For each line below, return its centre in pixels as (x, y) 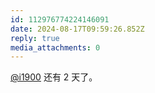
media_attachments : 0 (55, 47)
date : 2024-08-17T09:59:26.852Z (77, 29)
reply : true (35, 38)
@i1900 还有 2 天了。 (54, 77)
